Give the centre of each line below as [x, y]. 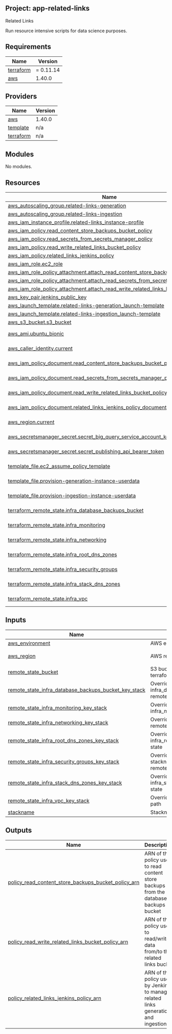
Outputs [19, 830]
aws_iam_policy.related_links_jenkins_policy [61, 256]
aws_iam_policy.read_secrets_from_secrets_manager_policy [80, 239]
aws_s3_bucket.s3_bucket [40, 322]
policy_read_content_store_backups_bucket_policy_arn [74, 882]
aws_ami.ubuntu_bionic [36, 334]
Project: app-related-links [48, 8]
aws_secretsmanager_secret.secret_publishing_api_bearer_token [86, 452]
